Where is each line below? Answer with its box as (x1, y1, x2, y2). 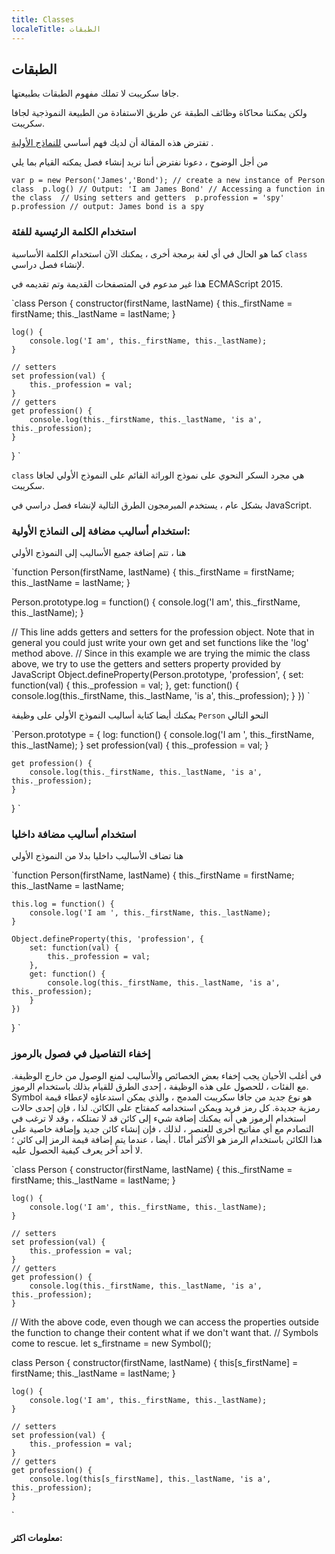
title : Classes (11, 14, 75, 25)
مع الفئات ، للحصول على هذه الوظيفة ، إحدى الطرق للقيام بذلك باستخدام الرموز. (11, 1080, 309, 1092)
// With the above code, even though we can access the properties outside (11, 1316, 320, 1328)
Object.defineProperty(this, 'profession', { (11, 934, 204, 945)
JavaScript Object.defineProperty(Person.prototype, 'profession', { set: (11, 668, 304, 680)
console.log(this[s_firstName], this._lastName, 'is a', (29, 1474, 272, 1484)
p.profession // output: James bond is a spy (11, 202, 204, 212)
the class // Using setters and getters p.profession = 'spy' (11, 193, 285, 203)
